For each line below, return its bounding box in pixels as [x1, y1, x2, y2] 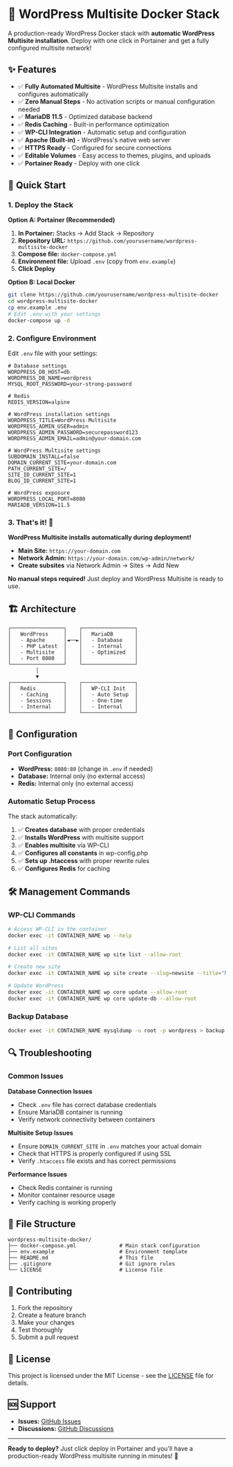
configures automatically [17, 90, 89, 98]
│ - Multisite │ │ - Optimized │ [8, 649, 138, 656]
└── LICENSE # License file [8, 1267, 163, 1274]
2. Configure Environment [8, 333, 97, 343]
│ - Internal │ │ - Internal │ [8, 703, 138, 710]
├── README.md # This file [8, 1254, 154, 1262]
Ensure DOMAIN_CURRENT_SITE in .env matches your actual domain [17, 1142, 202, 1150]
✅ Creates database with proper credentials [17, 826, 145, 834]
